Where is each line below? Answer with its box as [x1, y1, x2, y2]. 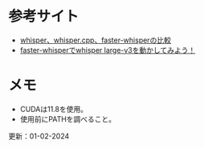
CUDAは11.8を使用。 [19, 104, 88, 114]
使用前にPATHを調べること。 [19, 114, 116, 124]
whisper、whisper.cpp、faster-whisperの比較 [19, 35, 171, 45]
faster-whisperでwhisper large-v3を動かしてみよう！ [19, 45, 196, 54]
